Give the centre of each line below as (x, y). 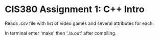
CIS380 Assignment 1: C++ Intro (75, 9)
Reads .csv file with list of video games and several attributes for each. (79, 23)
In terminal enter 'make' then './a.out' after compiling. (61, 33)
